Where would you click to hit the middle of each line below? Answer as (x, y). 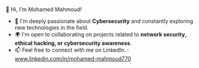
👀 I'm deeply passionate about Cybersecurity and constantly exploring (104, 21)
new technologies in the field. (51, 28)
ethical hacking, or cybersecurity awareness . (73, 43)
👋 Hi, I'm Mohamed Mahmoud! (44, 9)
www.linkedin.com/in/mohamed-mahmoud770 (73, 59)
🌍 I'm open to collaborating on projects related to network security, (100, 34)
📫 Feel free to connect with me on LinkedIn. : (72, 50)
